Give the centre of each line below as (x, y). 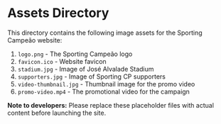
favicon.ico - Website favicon (62, 61)
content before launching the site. (57, 113)
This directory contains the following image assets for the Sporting (105, 33)
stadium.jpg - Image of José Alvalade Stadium (86, 69)
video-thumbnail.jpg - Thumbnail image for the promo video (106, 84)
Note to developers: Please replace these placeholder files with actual (111, 105)
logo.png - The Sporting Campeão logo (75, 54)
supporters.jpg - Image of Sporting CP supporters (91, 77)
